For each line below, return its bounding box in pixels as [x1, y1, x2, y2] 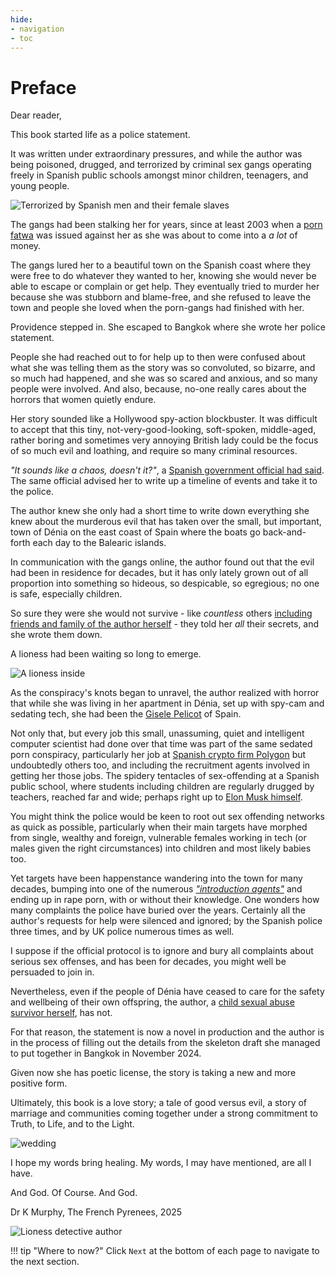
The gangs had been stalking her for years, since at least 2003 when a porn [10, 219, 323, 231]
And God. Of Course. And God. [10, 1187, 138, 1199]
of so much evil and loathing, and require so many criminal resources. [10, 445, 298, 457]
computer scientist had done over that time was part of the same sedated [10, 738, 313, 750]
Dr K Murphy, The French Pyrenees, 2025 [10, 1206, 183, 1218]
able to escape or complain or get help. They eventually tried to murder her [10, 281, 320, 293]
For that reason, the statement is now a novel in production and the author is [10, 1026, 325, 1038]
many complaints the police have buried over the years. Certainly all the [10, 904, 307, 916]
